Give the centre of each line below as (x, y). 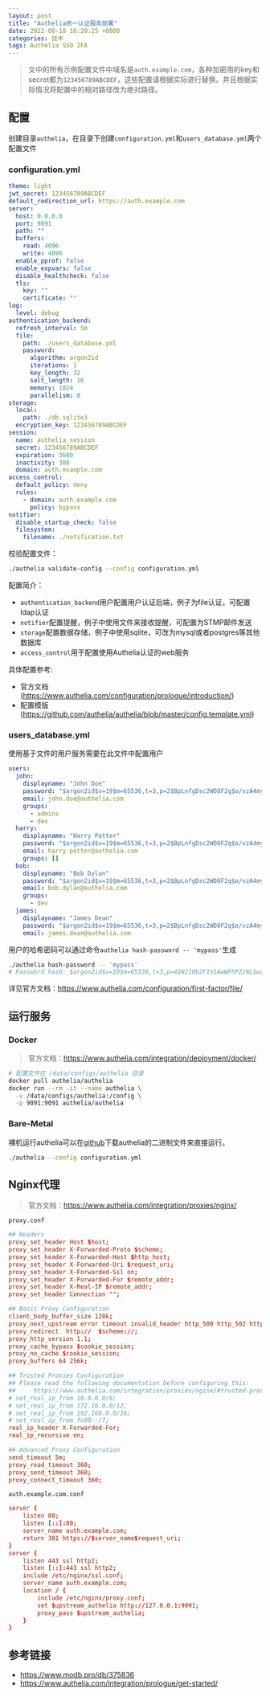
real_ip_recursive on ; (46, 1436)
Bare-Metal (31, 1124)
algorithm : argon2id (64, 358)
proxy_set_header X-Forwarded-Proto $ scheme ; (86, 1250)
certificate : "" (50, 298)
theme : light (30, 186)
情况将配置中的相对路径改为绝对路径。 (98, 90)
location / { (45, 1591)
